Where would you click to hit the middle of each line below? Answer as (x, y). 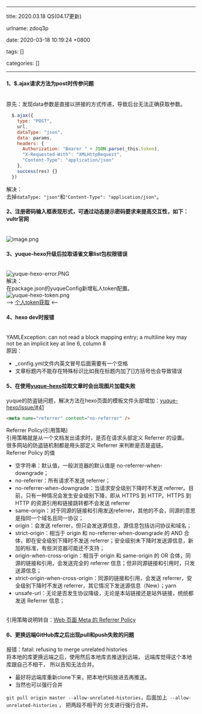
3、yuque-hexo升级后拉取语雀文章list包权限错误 (67, 253)
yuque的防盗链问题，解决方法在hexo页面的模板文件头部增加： (83, 401)
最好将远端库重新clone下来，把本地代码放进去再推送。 (82, 677)
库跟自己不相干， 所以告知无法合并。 (52, 664)
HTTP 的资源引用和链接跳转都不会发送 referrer (72, 503)
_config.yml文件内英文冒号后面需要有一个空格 (71, 363)
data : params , (35, 138)
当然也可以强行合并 (39, 685)
